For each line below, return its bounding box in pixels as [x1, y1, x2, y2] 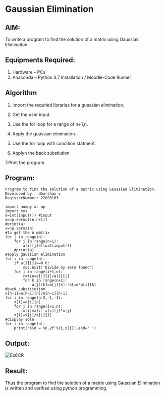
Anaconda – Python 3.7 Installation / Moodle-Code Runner [12, 74, 131, 80]
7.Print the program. [5, 160, 46, 166]
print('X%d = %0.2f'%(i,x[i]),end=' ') [14, 326, 97, 331]
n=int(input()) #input [5, 213, 52, 218]
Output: [5, 339, 30, 347]
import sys [5, 209, 28, 214]
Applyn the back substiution [12, 150, 70, 156]
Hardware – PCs [12, 69, 46, 75]
